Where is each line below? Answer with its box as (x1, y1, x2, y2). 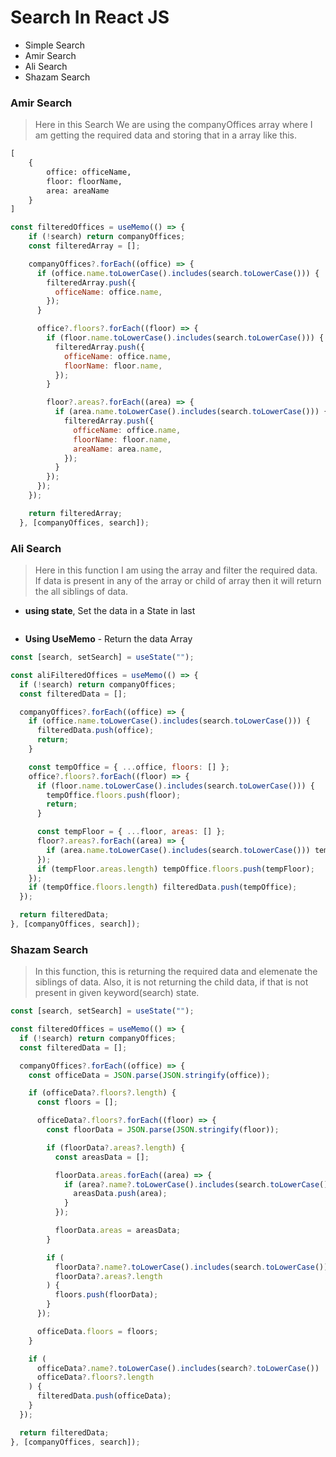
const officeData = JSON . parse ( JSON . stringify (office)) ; (28, 1070, 271, 1080)
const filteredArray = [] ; (28, 241, 141, 251)
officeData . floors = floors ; (36, 1326, 159, 1336)
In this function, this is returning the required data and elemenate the (34, 966, 318, 978)
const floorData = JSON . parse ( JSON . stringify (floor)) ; (46, 1125, 280, 1135)
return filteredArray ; (28, 508, 123, 518)
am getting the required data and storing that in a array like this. (34, 129, 298, 141)
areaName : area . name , (73, 444, 163, 454)
